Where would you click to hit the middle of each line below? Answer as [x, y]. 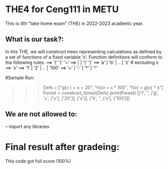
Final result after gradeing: [62, 147]
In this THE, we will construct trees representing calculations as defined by [83, 51]
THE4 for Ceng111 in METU [62, 9]
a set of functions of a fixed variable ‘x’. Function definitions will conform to [84, 57]
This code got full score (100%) [38, 161]
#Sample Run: [20, 78]
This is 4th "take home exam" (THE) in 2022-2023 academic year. [74, 23]
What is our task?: [35, 39]
